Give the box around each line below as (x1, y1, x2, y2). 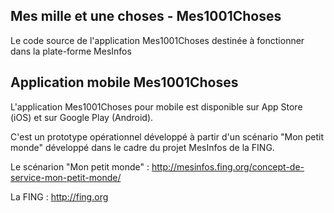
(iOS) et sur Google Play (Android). (10, 111, 154, 123)
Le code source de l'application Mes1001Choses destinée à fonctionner (10, 34, 305, 46)
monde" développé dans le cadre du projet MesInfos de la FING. (10, 141, 275, 153)
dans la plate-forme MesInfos (10, 45, 132, 57)
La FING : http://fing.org (10, 190, 109, 203)
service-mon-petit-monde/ (10, 171, 122, 183)
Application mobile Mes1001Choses (10, 74, 239, 91)
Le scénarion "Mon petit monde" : (10, 160, 150, 173)
